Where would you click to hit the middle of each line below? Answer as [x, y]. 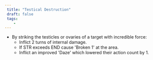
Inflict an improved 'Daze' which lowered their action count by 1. [84, 53]
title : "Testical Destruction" [39, 10]
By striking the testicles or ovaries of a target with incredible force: [79, 37]
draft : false [20, 14]
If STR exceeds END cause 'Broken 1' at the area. [69, 47]
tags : [12, 19]
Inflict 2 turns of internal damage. [53, 42]
